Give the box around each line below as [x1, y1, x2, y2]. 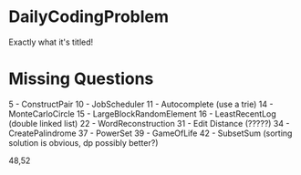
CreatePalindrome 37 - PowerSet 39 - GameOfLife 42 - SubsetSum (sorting [8, 128, 293, 139]
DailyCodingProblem [8, 6, 170, 27]
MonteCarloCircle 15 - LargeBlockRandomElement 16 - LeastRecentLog [8, 108, 277, 119]
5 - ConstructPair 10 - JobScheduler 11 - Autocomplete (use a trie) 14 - [8, 98, 274, 109]
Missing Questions [8, 68, 154, 89]
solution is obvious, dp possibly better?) [8, 137, 159, 148]
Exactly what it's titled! [8, 36, 94, 47]
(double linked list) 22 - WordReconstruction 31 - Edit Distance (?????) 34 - [8, 118, 290, 129]
